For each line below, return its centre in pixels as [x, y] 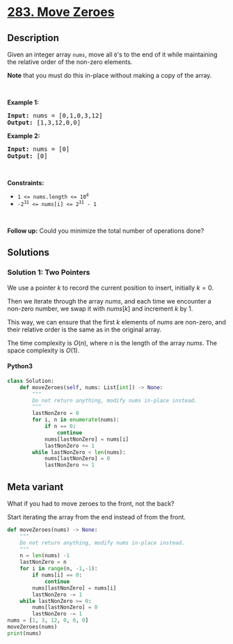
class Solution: [31, 381]
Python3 [20, 366]
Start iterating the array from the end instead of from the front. [97, 517]
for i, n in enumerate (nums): [76, 420]
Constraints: [26, 183]
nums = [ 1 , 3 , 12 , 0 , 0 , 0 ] [48, 620]
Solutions [29, 252]
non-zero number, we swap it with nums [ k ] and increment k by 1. [100, 308]
